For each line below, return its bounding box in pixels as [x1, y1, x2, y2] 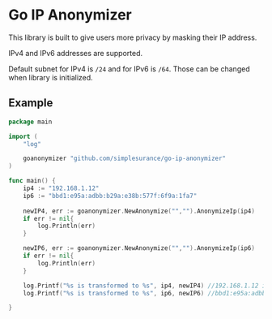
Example [8, 96, 53, 110]
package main [8, 118, 53, 126]
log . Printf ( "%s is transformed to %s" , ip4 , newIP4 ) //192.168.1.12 [23, 282, 259, 290]
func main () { [8, 177, 57, 185]
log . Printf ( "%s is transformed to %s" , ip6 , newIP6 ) [23, 289, 205, 297]
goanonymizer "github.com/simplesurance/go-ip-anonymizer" [23, 154, 227, 163]
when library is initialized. [8, 72, 93, 82]
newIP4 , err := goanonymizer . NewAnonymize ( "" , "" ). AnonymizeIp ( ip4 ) [23, 207, 255, 215]
